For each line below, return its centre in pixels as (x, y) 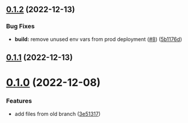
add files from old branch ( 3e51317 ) (58, 114)
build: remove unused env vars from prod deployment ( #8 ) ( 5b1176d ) (98, 39)
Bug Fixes (21, 26)
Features (19, 101)
